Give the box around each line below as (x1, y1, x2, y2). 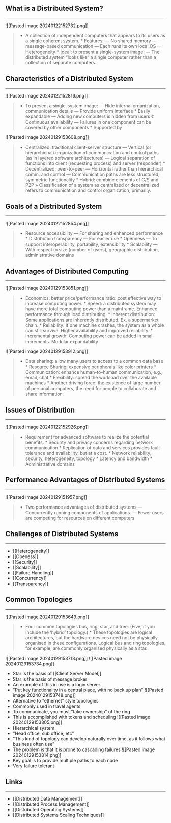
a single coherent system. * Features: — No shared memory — (25, 38, 157, 44)
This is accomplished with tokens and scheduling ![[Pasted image (12, 714, 151, 720)
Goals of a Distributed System (5, 202, 102, 211)
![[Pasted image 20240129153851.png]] (5, 285, 88, 292)
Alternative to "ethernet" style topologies (12, 697, 99, 704)
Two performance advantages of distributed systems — (25, 504, 142, 510)
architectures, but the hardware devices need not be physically (25, 634, 158, 640)
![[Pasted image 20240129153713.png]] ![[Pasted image (5, 655, 122, 661)
